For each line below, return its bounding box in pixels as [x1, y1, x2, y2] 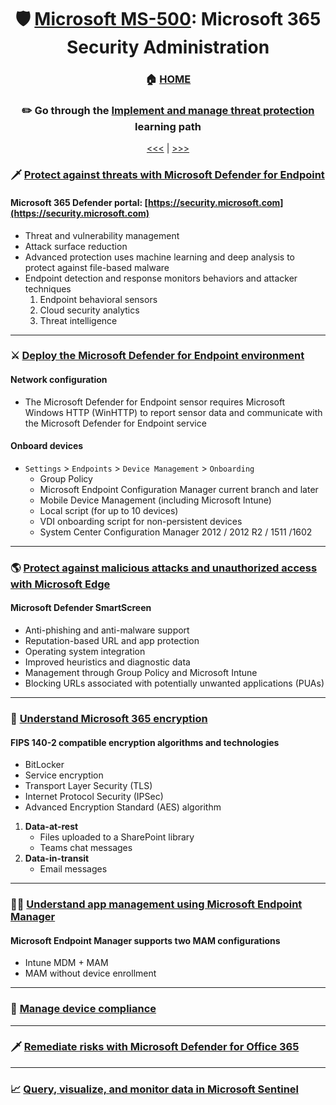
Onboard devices [10, 440, 84, 452]
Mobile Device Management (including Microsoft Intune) [39, 494, 272, 506]
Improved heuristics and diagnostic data [24, 656, 191, 668]
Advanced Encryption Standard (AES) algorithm [24, 801, 222, 813]
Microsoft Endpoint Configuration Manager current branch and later [39, 483, 319, 495]
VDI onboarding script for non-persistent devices [39, 515, 243, 527]
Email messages [39, 863, 108, 875]
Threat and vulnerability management [24, 229, 180, 241]
